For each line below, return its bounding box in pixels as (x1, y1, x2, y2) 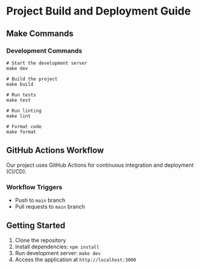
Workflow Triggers (6, 183, 63, 191)
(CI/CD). (6, 167, 27, 175)
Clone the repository (14, 236, 66, 244)
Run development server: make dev (14, 249, 101, 256)
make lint (6, 113, 31, 119)
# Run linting (6, 108, 42, 114)
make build (6, 81, 34, 87)
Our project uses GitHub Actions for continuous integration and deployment (6, 161, 194, 169)
